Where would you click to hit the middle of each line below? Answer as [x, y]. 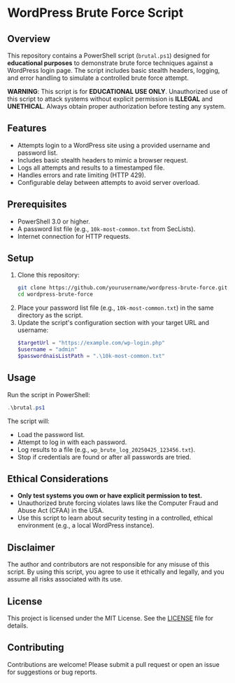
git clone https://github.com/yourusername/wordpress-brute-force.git [122, 288]
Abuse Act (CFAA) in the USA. [60, 511]
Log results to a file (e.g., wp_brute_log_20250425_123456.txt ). [106, 449]
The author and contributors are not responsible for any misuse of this [108, 565]
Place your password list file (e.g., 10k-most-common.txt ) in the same [115, 308]
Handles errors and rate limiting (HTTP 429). [81, 175]
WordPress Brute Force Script [95, 13]
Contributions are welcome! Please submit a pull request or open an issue [114, 664]
